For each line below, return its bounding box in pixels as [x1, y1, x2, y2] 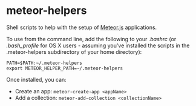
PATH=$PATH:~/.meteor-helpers [6, 60, 83, 66]
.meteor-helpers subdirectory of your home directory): [6, 48, 142, 55]
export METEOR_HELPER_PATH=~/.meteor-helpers [6, 65, 123, 71]
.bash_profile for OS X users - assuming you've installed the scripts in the [6, 42, 190, 49]
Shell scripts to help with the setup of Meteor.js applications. [6, 24, 157, 31]
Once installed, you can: [6, 76, 67, 83]
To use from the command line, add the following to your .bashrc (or [6, 35, 177, 42]
